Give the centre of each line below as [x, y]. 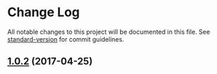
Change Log [43, 12]
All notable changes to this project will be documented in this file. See [109, 32]
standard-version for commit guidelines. [66, 39]
